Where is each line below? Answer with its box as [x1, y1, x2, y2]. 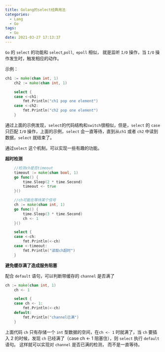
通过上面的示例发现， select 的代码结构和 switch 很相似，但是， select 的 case [5, 122, 161, 128]
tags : [5, 26, 16, 31]
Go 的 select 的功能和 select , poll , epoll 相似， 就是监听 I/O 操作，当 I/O [5, 49, 155, 55]
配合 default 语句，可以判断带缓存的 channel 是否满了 [5, 273, 115, 279]
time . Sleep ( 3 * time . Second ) [23, 211, 83, 216]
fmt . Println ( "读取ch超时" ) [23, 248, 76, 253]
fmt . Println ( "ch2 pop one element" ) [23, 108, 98, 113]
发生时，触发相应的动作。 [9, 55, 62, 61]
